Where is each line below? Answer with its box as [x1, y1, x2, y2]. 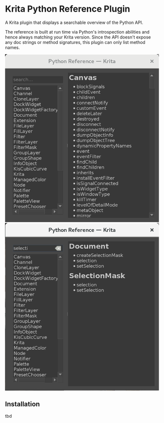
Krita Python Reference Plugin [5, 3, 130, 15]
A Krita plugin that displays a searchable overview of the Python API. [5, 19, 143, 25]
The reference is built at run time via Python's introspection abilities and [5, 29, 150, 35]
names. [5, 44, 20, 50]
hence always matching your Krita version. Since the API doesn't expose [5, 34, 151, 40]
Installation [5, 400, 40, 408]
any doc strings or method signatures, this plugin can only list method [5, 39, 145, 45]
